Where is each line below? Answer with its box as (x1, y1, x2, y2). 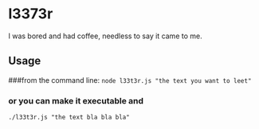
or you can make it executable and (8, 95, 144, 106)
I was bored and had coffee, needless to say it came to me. (8, 31, 202, 41)
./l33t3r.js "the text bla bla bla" (8, 113, 130, 122)
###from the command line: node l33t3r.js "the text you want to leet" (8, 75, 252, 84)
